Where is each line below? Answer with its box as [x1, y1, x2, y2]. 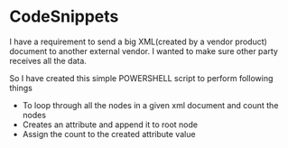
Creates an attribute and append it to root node [22, 119, 199, 130]
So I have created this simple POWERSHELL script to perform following [9, 72, 274, 83]
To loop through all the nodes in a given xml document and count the [22, 99, 279, 110]
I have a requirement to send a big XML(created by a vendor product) [9, 36, 268, 47]
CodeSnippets [9, 6, 119, 27]
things [9, 82, 33, 93]
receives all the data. [9, 55, 88, 66]
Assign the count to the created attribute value [22, 128, 196, 139]
